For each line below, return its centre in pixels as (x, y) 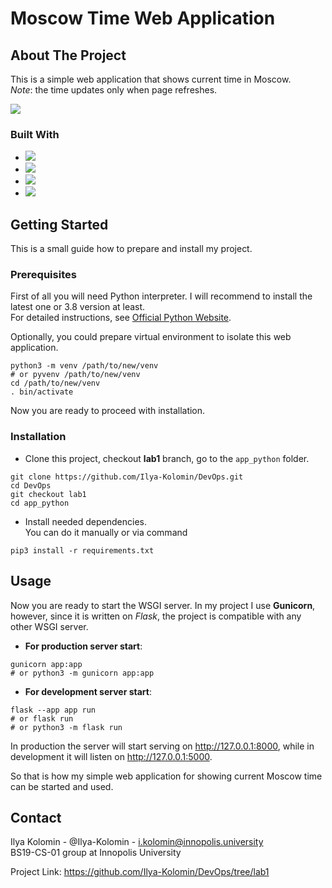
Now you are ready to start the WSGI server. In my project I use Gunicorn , (163, 605)
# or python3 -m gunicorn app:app (82, 673)
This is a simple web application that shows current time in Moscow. (151, 79)
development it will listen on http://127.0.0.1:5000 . (111, 756)
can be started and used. (62, 786)
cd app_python (40, 503)
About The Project (68, 55)
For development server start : (88, 691)
